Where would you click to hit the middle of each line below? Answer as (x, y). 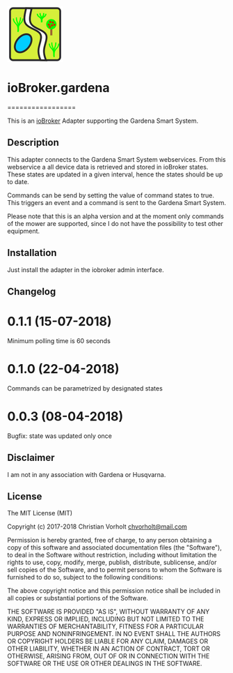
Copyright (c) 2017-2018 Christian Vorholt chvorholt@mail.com (97, 527)
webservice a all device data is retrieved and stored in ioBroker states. (108, 167)
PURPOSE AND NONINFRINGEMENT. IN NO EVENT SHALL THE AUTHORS (114, 634)
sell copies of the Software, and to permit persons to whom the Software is (115, 570)
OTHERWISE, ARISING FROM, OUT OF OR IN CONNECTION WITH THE (109, 656)
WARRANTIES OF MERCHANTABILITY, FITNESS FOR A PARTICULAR (105, 626)
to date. (18, 181)
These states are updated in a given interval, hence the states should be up (115, 174)
